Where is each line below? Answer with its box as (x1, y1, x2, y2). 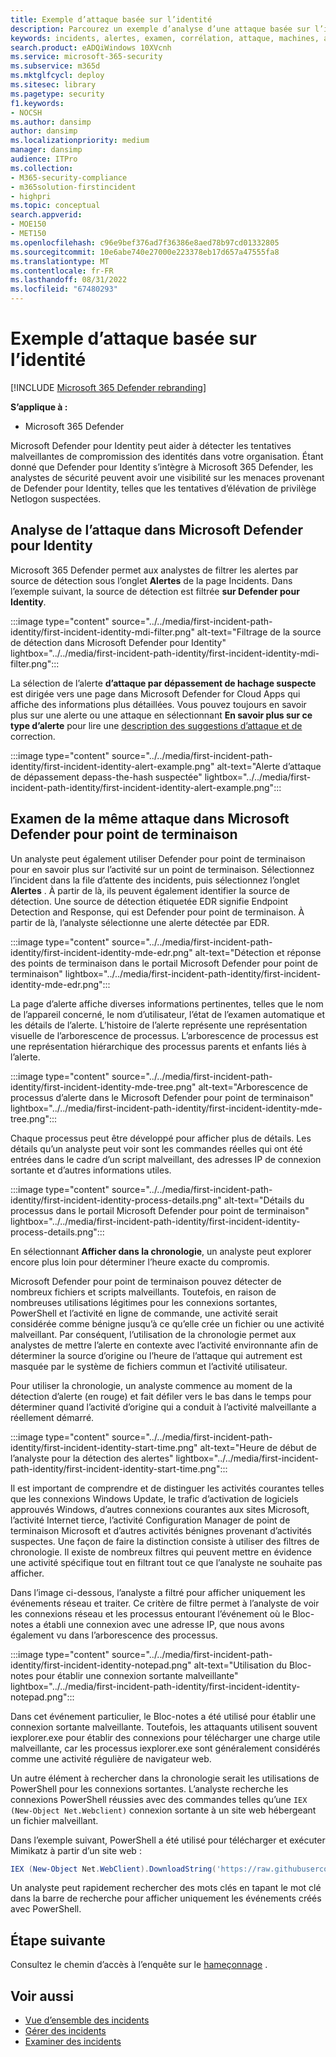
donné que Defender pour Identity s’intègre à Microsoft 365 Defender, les (10, 461, 314, 473)
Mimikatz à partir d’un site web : (10, 1844, 142, 1856)
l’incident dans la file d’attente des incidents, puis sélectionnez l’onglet (10, 874, 300, 886)
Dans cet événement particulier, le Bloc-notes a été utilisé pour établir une (10, 1710, 317, 1722)
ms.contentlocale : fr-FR (10, 266, 114, 276)
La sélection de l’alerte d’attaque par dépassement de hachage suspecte (10, 677, 317, 689)
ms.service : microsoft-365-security (10, 52, 163, 62)
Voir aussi (10, 1987, 74, 2005)
